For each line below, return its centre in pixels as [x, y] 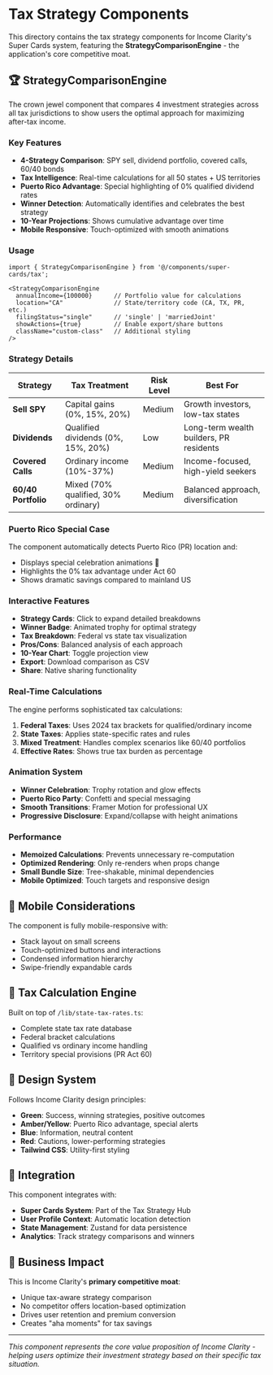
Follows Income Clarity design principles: [77, 1099]
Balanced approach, [222, 489]
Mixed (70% [89, 484]
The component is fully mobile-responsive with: [88, 925]
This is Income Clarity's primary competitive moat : [95, 1281]
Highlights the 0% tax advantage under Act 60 [98, 571]
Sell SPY [29, 409]
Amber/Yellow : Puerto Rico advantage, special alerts [109, 1124]
